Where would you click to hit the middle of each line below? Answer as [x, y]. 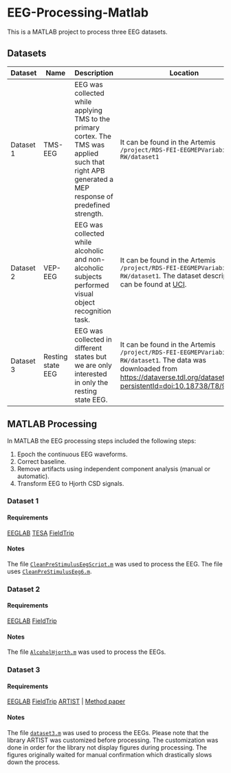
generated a [94, 179]
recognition [93, 311]
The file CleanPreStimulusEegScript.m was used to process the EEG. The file [115, 564]
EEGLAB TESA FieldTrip [41, 533]
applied [87, 153]
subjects [88, 276]
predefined [92, 205]
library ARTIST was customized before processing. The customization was [113, 740]
